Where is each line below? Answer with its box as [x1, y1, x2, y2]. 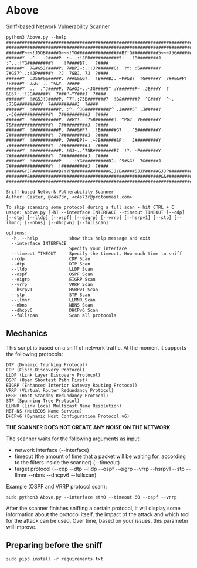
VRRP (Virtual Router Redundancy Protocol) [6, 387, 114, 393]
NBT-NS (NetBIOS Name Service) [6, 408, 83, 414]
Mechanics [6, 328, 48, 338]
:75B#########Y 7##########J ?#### [6, 101, 98, 107]
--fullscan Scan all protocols [11, 313, 117, 318]
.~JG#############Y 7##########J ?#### [6, 111, 109, 118]
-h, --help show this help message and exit [11, 235, 151, 241]
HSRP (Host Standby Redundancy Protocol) [6, 393, 109, 398]
